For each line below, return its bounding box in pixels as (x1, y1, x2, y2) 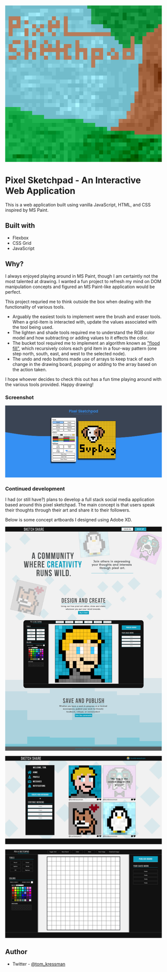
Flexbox (12, 235, 29, 241)
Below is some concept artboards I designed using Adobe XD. (5, 517, 132, 523)
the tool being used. (12, 324, 54, 330)
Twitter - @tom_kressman (12, 961, 66, 967)
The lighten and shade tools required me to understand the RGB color (12, 329, 155, 335)
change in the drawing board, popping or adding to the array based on (12, 361, 157, 367)
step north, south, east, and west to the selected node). (12, 350, 126, 356)
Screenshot (5, 394, 34, 401)
